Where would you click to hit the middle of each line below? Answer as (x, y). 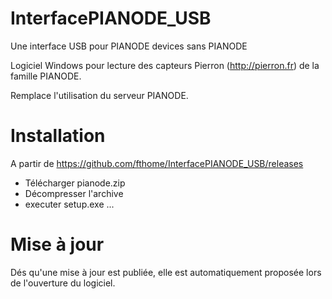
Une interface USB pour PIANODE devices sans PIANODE (129, 46)
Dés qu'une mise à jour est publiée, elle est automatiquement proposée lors (166, 272)
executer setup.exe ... (69, 204)
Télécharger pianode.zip (75, 183)
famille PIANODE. (46, 76)
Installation (58, 136)
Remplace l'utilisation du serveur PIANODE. (99, 95)
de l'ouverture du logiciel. (63, 283)
